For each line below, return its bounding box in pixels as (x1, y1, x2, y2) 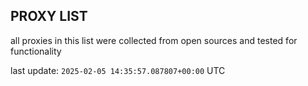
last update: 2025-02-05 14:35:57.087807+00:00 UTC (10, 64, 226, 76)
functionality (10, 45, 62, 57)
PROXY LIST (10, 8, 88, 25)
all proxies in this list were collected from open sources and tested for (10, 34, 298, 46)
